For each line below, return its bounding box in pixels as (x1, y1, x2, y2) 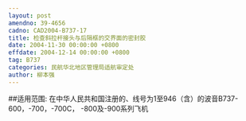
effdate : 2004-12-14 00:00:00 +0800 (8, 49, 130, 57)
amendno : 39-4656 (8, 19, 66, 27)
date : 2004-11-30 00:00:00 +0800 (8, 41, 119, 49)
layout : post (8, 11, 52, 20)
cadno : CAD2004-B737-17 (8, 26, 88, 34)
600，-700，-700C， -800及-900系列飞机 (8, 103, 149, 113)
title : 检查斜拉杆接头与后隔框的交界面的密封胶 (8, 33, 146, 42)
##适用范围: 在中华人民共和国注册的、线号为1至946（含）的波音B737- (8, 93, 239, 103)
